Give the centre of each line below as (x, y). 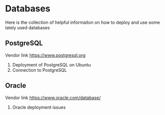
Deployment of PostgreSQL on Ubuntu (52, 64)
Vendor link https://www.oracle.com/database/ (53, 98)
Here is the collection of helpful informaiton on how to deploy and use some (82, 22)
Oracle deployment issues (39, 107)
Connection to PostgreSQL (39, 70)
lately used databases (27, 27)
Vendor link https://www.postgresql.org (45, 55)
